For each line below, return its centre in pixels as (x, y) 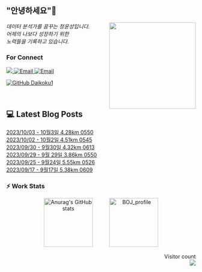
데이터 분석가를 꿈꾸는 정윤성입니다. (48, 26)
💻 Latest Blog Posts (44, 114)
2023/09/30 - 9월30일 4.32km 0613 (50, 147)
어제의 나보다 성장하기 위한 (38, 34)
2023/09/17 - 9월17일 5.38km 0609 (50, 169)
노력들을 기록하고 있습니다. (38, 41)
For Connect (25, 57)
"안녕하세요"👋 (32, 11)
